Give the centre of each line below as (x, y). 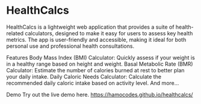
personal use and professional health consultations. (70, 46)
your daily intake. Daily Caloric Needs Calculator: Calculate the (84, 77)
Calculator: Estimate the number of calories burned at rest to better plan (95, 70)
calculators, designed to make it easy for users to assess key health (109, 33)
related (15, 33)
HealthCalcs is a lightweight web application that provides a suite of (90, 27)
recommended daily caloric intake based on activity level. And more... (93, 83)
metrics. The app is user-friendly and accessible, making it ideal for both (96, 39)
